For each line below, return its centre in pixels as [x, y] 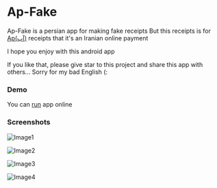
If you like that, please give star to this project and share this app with [105, 64]
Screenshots [29, 122]
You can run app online [40, 105]
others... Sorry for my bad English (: [58, 72]
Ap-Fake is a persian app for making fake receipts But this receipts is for [109, 31]
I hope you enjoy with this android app [61, 51]
